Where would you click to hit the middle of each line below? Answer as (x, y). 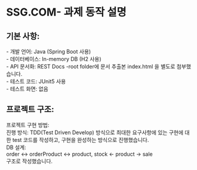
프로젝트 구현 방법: (28, 125)
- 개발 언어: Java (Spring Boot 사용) (49, 52)
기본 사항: (23, 36)
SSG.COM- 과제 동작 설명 (66, 12)
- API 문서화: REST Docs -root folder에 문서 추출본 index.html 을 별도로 (91, 67)
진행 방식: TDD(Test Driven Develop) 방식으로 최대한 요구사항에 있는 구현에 (95, 132)
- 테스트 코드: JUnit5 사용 (36, 81)
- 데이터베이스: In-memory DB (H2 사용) (54, 59)
